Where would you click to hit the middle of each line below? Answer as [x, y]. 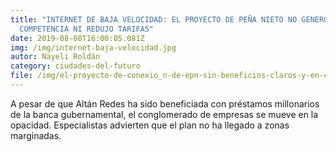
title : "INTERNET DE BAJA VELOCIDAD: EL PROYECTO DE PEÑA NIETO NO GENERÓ [169, 19]
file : [21, 76]
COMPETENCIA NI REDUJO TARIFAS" [87, 29]
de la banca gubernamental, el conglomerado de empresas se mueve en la [164, 114]
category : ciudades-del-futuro [75, 66]
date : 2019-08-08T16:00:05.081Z [77, 38]
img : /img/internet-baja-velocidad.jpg [93, 47]
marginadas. [36, 135]
